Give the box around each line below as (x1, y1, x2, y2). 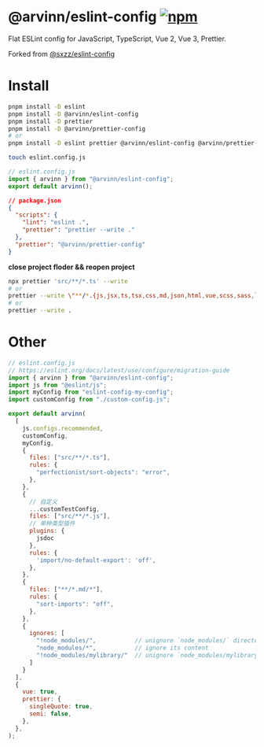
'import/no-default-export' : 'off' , (36, 556, 156, 564)
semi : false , (28, 710, 72, 718)
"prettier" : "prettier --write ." (22, 226, 135, 234)
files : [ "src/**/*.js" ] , (28, 512, 111, 520)
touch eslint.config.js (8, 153, 86, 161)
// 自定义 (28, 497, 58, 505)
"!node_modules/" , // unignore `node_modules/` (36, 637, 230, 645)
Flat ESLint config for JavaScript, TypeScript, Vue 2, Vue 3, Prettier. (8, 34, 226, 43)
